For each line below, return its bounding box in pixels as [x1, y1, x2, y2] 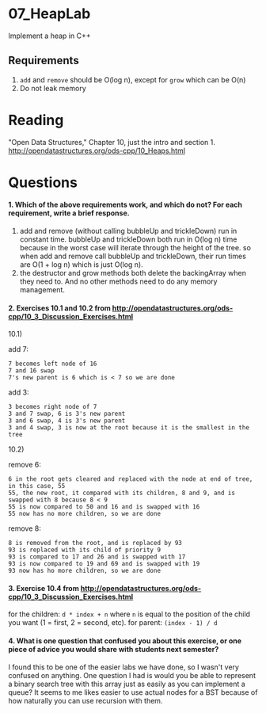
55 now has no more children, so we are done [8, 510, 161, 518]
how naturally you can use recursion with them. [8, 696, 163, 705]
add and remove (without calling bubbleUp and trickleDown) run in [19, 227, 237, 236]
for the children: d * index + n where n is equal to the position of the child [8, 609, 251, 619]
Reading [8, 111, 64, 129]
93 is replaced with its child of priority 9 [8, 546, 161, 555]
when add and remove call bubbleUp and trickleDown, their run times [19, 251, 247, 261]
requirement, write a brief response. [8, 208, 130, 218]
